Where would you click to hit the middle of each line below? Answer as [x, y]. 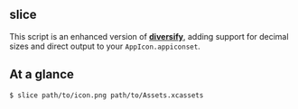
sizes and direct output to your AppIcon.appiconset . [105, 46]
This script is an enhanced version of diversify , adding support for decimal [149, 36]
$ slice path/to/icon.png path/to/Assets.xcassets [107, 95]
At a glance [42, 74]
